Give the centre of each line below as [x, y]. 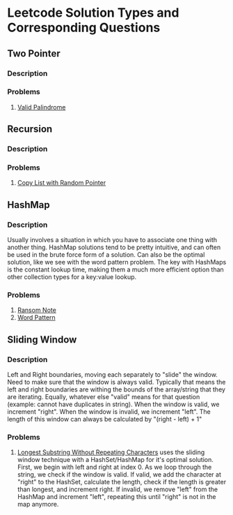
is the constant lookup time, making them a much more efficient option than [115, 269]
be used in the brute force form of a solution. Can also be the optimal [106, 255]
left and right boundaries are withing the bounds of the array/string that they [116, 389]
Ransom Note [37, 310]
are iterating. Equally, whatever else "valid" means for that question [104, 397]
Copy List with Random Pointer [62, 183]
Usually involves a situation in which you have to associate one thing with [112, 240]
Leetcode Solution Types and [93, 13]
